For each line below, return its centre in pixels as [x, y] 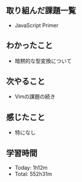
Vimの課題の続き [35, 97]
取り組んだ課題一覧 [41, 11]
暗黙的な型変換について [43, 60]
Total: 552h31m [33, 174]
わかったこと [29, 45]
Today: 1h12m [31, 168]
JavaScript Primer [37, 25]
